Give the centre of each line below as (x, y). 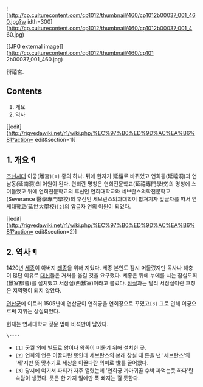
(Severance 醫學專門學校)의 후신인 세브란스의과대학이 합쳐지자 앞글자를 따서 (98, 199)
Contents (24, 92)
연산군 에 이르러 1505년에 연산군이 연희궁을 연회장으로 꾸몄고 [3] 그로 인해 (93, 304)
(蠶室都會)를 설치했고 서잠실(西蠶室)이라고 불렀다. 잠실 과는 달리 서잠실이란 (95, 283)
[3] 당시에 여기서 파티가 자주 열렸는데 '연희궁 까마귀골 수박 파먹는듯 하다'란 (104, 371)
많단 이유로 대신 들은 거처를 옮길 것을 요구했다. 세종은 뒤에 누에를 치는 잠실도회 (105, 276)
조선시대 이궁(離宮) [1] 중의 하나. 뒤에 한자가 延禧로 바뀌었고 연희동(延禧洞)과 (98, 176)
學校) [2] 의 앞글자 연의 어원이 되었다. (87, 206)
